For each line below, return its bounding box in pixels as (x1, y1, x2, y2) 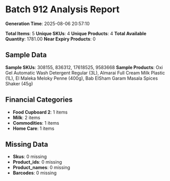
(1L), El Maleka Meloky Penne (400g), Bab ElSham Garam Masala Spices (5, 75, 158, 81)
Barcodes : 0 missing (12, 170, 57, 176)
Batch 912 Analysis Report (5, 4, 120, 15)
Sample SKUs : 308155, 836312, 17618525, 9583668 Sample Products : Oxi (5, 64, 163, 70)
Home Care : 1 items (12, 125, 55, 131)
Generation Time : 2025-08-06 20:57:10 (5, 20, 90, 27)
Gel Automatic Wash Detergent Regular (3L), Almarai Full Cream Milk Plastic (5, 70, 165, 76)
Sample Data (5, 51, 47, 59)
